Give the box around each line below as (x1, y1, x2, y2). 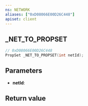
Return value (5, 94, 46, 103)
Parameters (5, 67, 42, 75)
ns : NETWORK (5, 7, 30, 12)
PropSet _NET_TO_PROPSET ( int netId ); (5, 53, 84, 58)
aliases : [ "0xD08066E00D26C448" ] (5, 12, 75, 17)
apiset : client (5, 16, 37, 21)
